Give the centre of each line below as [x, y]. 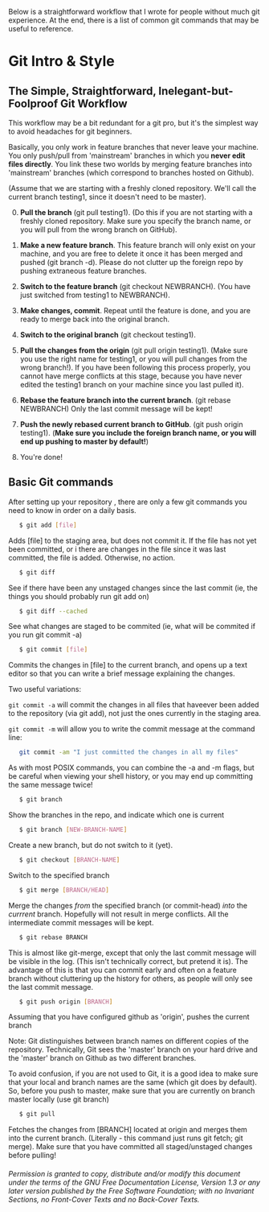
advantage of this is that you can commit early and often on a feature [122, 970]
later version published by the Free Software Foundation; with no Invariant [131, 1190]
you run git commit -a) [45, 635]
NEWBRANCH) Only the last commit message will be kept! [116, 409]
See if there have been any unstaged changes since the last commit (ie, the [133, 588]
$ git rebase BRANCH [53, 937]
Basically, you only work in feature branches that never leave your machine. [134, 147]
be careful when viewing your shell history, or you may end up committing [131, 776]
